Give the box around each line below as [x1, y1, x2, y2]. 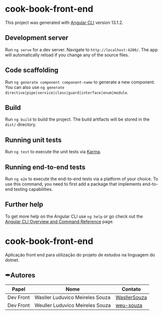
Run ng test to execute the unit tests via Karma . [5, 149, 101, 155]
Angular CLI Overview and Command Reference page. [5, 218, 114, 224]
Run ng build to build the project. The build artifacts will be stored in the [5, 116, 150, 123]
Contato [121, 286, 141, 293]
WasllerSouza [115, 294, 147, 301]
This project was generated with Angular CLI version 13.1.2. [5, 20, 124, 25]
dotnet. [5, 257, 19, 263]
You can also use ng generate [5, 84, 65, 90]
